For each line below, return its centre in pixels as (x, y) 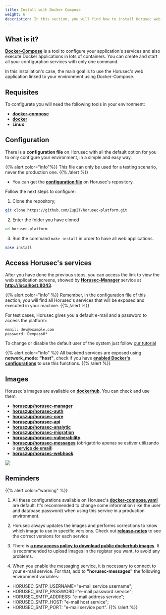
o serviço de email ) (32, 448)
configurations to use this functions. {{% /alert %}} (58, 363)
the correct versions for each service (50, 536)
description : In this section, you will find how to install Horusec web (83, 19)
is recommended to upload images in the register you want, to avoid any (86, 551)
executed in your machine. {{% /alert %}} (47, 306)
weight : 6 (15, 14)
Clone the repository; (34, 201)
